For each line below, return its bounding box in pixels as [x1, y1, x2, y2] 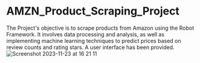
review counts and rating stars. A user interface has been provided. [6, 44, 175, 51]
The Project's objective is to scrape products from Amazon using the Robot [6, 24, 195, 31]
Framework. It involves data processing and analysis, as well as [6, 30, 165, 38]
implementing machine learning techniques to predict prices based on [6, 37, 181, 44]
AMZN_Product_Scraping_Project [6, 4, 180, 18]
